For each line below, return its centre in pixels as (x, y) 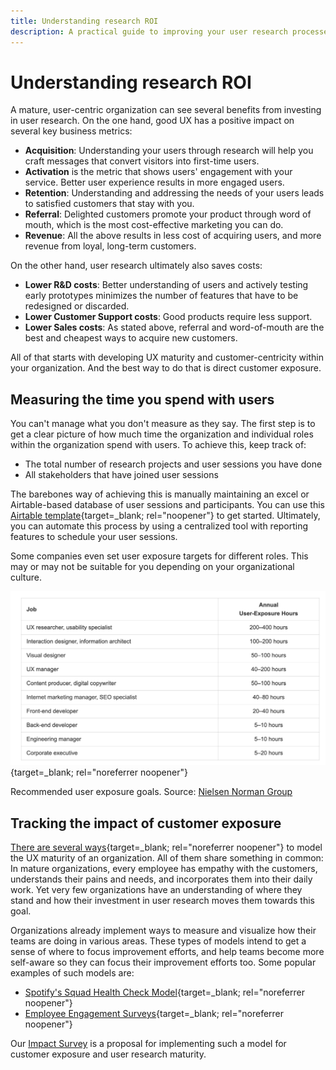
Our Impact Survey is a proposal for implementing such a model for (148, 1044)
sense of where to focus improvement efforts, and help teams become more (167, 952)
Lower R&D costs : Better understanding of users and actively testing (166, 285)
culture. (26, 577)
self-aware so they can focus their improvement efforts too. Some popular (163, 962)
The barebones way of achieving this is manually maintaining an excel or (160, 494)
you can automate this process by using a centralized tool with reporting (159, 526)
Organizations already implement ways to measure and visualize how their (163, 931)
